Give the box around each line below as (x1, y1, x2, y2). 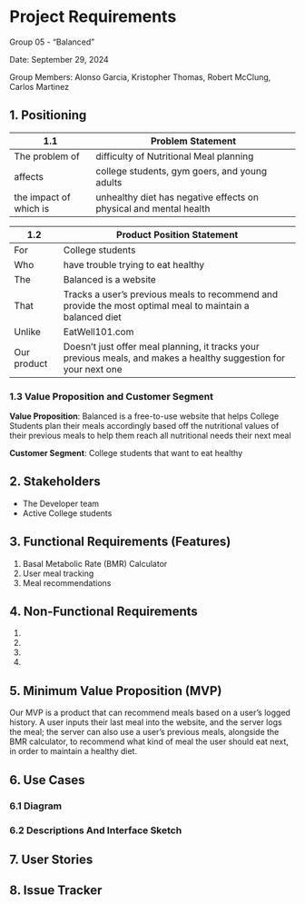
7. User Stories (9, 851, 93, 867)
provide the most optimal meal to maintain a (63, 299, 250, 312)
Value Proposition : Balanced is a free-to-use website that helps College (9, 411, 280, 422)
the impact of (14, 191, 71, 204)
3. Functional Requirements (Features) (9, 534, 231, 550)
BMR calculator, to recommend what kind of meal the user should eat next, (9, 736, 289, 747)
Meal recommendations (22, 577, 112, 588)
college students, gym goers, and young (95, 164, 268, 177)
